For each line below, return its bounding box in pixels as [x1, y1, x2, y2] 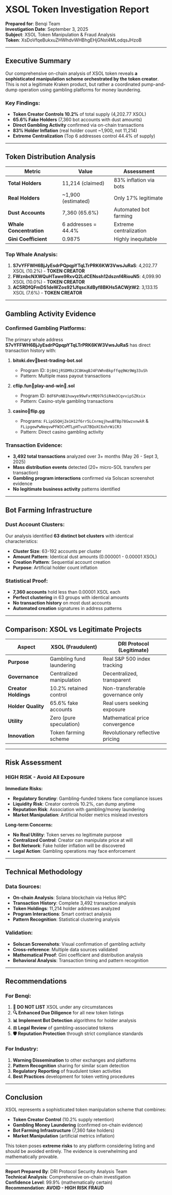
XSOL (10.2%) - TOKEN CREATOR [12, 268, 85, 274]
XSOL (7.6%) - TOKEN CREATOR [12, 290, 82, 296]
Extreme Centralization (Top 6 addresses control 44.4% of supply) [12, 133, 156, 139]
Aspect [17, 643, 36, 650]
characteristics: [5, 538, 38, 544]
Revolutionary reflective [102, 729, 160, 736]
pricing [102, 735, 120, 742]
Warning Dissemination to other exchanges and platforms [12, 1057, 137, 1063]
